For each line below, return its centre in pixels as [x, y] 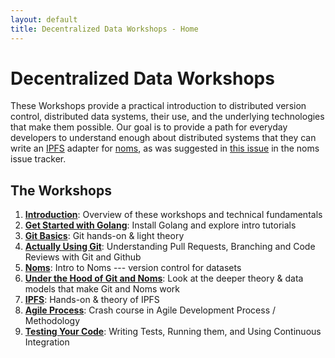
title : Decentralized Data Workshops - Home [104, 29]
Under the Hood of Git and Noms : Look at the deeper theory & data [164, 278]
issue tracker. [38, 159]
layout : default [44, 19]
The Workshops [61, 190]
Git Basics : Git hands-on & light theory [104, 236]
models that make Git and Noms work [102, 289]
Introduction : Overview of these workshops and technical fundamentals [173, 215]
